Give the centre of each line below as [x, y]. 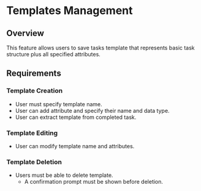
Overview [25, 33]
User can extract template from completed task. [76, 117]
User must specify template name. [59, 104]
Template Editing [32, 133]
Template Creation [35, 91]
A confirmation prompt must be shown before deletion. [94, 182]
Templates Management [70, 11]
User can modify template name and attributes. [75, 146]
